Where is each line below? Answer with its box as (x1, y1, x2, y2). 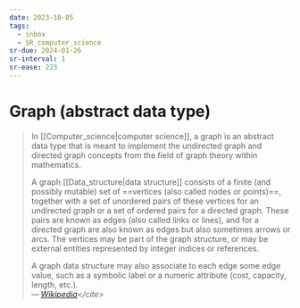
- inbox (17, 29, 46, 38)
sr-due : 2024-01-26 (9, 46, 82, 55)
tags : (9, 21, 29, 30)
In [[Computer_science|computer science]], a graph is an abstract (30, 130, 274, 141)
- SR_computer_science (17, 37, 102, 47)
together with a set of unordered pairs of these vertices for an (30, 196, 259, 206)
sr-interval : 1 (9, 54, 66, 63)
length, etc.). (30, 279, 79, 290)
